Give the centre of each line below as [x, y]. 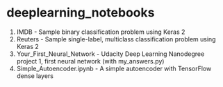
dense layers [35, 76]
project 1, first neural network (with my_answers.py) [90, 61]
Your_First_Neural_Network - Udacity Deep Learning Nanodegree [110, 54]
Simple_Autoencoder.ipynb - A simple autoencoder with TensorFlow [114, 68]
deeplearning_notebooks [81, 13]
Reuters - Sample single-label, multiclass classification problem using [116, 39]
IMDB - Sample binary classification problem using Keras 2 [101, 32]
